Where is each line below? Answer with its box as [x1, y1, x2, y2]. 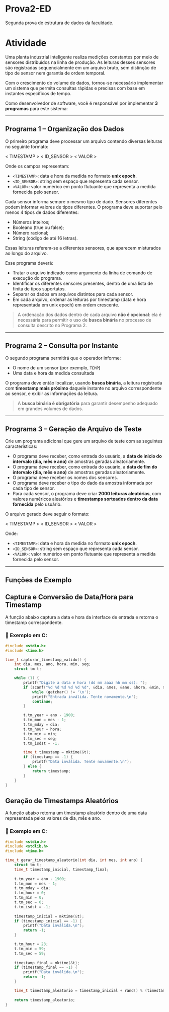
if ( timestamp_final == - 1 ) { [14, 965, 78, 970]
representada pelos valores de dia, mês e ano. [5, 815, 102, 821]
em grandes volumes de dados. [17, 406, 83, 412]
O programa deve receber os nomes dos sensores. [12, 475, 118, 481]
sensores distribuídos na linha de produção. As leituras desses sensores [5, 59, 155, 65]
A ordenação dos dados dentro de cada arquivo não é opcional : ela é [17, 312, 162, 318]
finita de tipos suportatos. [12, 285, 66, 292]
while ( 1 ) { [14, 675, 39, 681]
